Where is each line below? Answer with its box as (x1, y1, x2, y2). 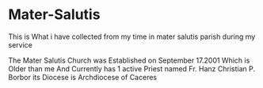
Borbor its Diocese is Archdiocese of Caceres (8, 72, 157, 82)
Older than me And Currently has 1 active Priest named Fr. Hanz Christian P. (8, 63, 256, 73)
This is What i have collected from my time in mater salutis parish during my (8, 32, 256, 41)
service (8, 40, 33, 49)
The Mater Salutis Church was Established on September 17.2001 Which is (8, 55, 250, 65)
